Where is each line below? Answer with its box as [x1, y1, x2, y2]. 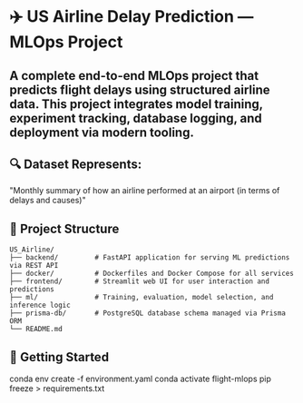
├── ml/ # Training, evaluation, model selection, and [9, 293, 274, 302]
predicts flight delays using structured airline [9, 82, 270, 97]
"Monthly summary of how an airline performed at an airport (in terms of [9, 185, 280, 196]
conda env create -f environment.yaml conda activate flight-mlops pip [9, 373, 272, 385]
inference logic [9, 300, 71, 310]
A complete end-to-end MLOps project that [9, 68, 259, 84]
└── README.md [9, 325, 64, 334]
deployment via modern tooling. [9, 124, 195, 140]
